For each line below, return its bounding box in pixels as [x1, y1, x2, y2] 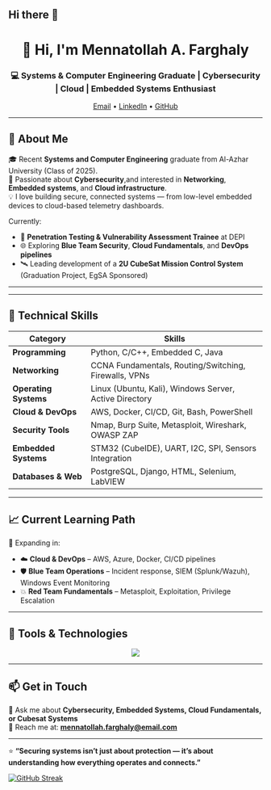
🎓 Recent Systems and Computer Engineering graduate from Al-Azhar [8, 154, 248, 164]
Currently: [8, 216, 42, 226]
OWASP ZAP [90, 429, 139, 440]
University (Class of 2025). [8, 166, 98, 175]
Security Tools [12, 424, 70, 435]
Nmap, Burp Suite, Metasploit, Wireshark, [90, 419, 247, 431]
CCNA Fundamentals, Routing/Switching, [90, 359, 246, 371]
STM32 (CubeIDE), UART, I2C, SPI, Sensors [90, 442, 256, 453]
